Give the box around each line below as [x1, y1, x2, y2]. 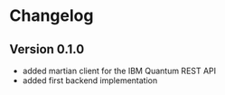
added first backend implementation [22, 75, 158, 86]
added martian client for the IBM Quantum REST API [22, 65, 217, 76]
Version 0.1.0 [9, 42, 85, 57]
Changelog [9, 5, 94, 26]
